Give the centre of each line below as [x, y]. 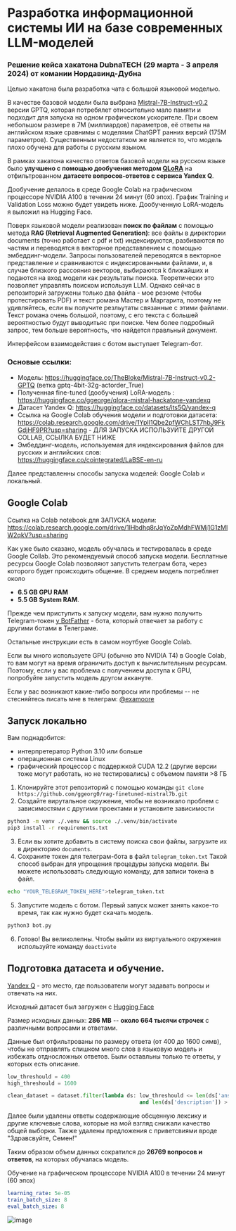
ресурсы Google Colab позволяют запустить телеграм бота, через [107, 563]
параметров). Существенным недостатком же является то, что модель [115, 140]
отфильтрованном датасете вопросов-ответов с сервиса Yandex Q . [111, 176]
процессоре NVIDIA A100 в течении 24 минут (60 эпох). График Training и [118, 197]
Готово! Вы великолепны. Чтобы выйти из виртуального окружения [119, 939]
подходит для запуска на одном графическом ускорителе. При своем [113, 117]
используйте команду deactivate [67, 946]
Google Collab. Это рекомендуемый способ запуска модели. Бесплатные [117, 556]
